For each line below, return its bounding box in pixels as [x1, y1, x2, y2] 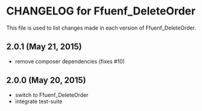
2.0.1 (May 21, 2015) [6, 42, 83, 52]
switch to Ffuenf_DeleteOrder [14, 91, 89, 98]
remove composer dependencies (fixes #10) [14, 57, 125, 65]
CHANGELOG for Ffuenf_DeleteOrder [6, 4, 196, 18]
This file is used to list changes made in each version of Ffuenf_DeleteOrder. [6, 24, 197, 31]
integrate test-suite [14, 98, 63, 105]
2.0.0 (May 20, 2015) [6, 75, 86, 86]
